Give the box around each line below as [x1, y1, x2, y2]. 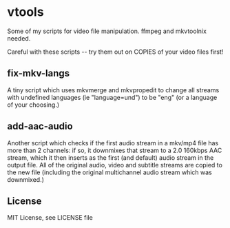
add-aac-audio [7, 121, 74, 132]
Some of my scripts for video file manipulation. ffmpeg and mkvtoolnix [7, 27, 207, 35]
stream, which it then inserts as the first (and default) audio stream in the [7, 153, 214, 162]
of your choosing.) [7, 101, 60, 109]
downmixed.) [7, 175, 45, 183]
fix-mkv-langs [7, 68, 70, 79]
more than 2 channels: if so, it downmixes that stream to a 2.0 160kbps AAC [7, 146, 222, 154]
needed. [7, 34, 31, 42]
